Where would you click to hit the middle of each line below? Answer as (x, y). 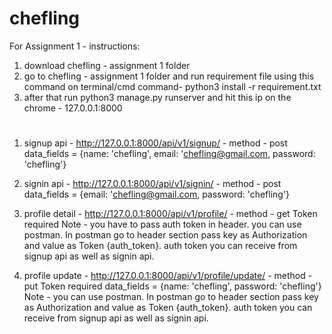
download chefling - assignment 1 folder (107, 65)
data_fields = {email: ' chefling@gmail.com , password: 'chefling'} (157, 194)
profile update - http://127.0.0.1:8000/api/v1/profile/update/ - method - (168, 276)
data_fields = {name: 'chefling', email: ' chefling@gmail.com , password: (169, 154)
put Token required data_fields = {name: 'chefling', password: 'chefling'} (172, 286)
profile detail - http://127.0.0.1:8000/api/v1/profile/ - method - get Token (170, 214)
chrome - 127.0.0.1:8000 (73, 108)
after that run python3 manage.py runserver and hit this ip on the (157, 97)
